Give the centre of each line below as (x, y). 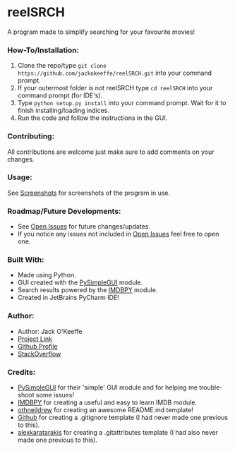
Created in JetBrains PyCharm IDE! (68, 298)
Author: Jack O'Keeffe (50, 331)
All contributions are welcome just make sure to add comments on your (111, 152)
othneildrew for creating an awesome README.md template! (106, 410)
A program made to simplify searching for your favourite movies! (101, 32)
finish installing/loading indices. (64, 111)
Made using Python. (47, 275)
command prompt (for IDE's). (60, 95)
